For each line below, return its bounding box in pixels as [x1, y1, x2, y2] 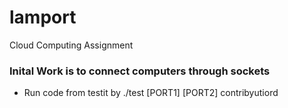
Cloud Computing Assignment [9, 39, 134, 51]
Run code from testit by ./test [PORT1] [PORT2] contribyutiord [23, 87, 279, 99]
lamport [9, 6, 77, 29]
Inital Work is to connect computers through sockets [9, 64, 271, 78]
